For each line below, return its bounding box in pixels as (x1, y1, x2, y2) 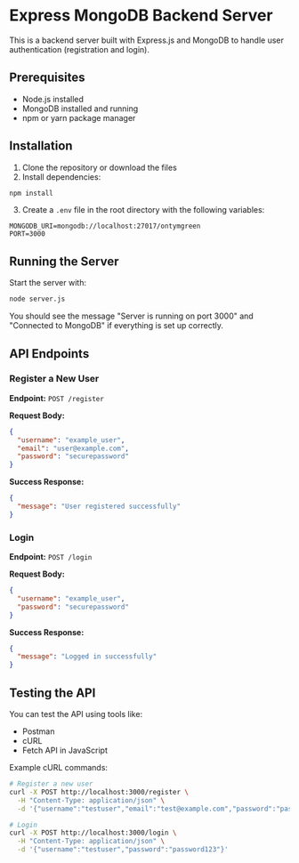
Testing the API (9, 685, 96, 700)
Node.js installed (21, 93, 85, 104)
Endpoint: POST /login (9, 552, 93, 562)
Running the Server (9, 254, 119, 269)
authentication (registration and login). (9, 44, 149, 54)
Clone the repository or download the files (21, 162, 178, 173)
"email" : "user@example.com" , (17, 444, 129, 453)
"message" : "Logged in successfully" (17, 652, 158, 661)
